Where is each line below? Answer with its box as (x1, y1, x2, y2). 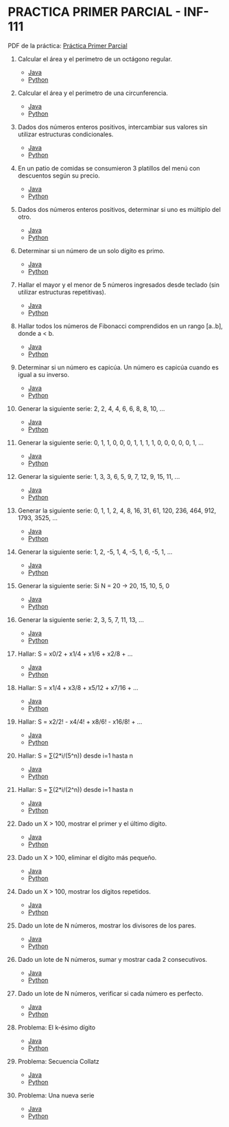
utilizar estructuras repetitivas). (17, 288, 106, 296)
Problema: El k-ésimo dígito (17, 1023, 95, 1031)
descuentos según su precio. (17, 171, 100, 180)
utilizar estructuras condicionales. (17, 130, 114, 138)
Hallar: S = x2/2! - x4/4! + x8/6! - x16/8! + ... (17, 717, 143, 726)
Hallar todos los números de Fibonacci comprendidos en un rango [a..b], (17, 321, 224, 330)
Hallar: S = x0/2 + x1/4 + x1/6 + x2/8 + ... (17, 650, 133, 658)
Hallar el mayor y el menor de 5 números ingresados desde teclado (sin (17, 280, 220, 289)
